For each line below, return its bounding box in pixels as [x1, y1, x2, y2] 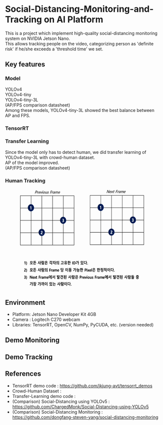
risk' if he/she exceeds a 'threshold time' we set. [5, 46, 103, 52]
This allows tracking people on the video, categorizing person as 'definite [5, 40, 154, 46]
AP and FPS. [5, 112, 30, 118]
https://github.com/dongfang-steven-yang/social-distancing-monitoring [12, 414, 159, 420]
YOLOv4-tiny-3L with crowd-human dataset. [5, 154, 95, 160]
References [5, 370, 41, 378]
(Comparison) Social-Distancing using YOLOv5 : [12, 398, 110, 404]
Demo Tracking [5, 353, 53, 361]
